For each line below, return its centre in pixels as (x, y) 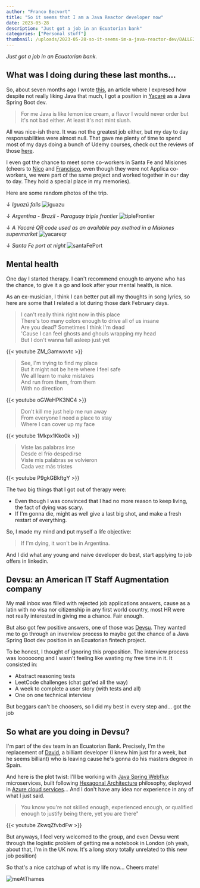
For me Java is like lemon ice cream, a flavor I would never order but (104, 113)
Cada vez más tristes (46, 466)
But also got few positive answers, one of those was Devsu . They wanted (96, 628)
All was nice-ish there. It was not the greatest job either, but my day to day (97, 131)
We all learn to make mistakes (57, 375)
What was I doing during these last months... (91, 75)
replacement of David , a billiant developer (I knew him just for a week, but (96, 753)
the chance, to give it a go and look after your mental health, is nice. (89, 285)
